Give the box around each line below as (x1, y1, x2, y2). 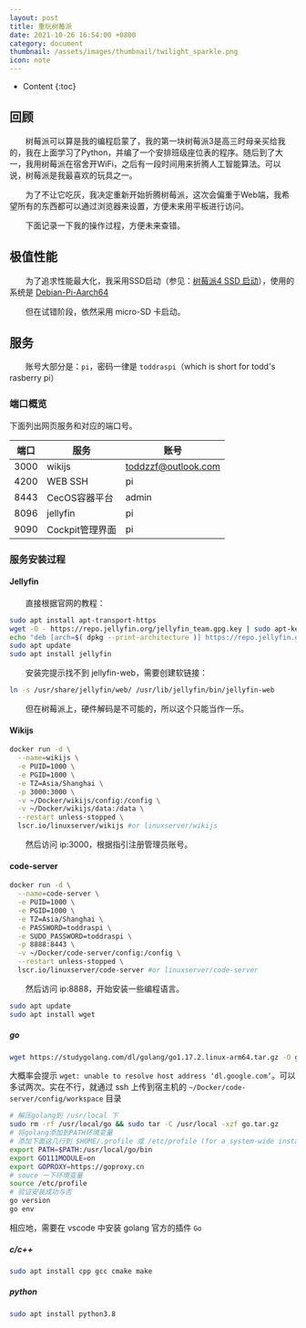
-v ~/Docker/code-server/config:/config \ (17, 948, 181, 958)
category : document (9, 38, 84, 48)
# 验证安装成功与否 (9, 1187, 73, 1197)
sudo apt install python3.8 (9, 1309, 117, 1319)
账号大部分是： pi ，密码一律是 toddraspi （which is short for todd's (25, 361, 276, 372)
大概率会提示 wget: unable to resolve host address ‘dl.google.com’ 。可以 (9, 1070, 296, 1082)
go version (9, 1197, 51, 1206)
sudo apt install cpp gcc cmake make (9, 1266, 153, 1276)
